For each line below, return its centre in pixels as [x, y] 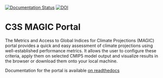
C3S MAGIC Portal [43, 27]
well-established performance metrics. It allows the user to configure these [81, 50]
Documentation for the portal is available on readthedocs [62, 70]
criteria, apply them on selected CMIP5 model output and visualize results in [82, 56]
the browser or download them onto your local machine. [61, 61]
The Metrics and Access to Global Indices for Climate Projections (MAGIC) [80, 40]
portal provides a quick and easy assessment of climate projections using [79, 46]
